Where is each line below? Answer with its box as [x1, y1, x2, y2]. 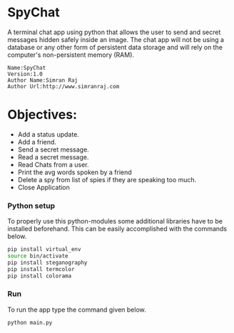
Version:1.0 [7, 70, 43, 78]
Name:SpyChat [7, 64, 46, 71]
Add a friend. [17, 137, 57, 146]
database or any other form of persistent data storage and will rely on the [7, 43, 223, 51]
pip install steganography [7, 259, 88, 266]
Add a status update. [17, 129, 80, 139]
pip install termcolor [7, 265, 75, 273]
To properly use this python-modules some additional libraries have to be [7, 217, 223, 226]
